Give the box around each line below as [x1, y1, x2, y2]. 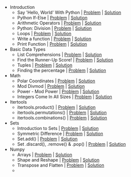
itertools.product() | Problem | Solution [17, 104, 96, 110]
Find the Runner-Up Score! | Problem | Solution [17, 57, 114, 62]
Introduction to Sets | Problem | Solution [17, 125, 99, 131]
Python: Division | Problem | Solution [17, 25, 92, 31]
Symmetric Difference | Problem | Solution [17, 131, 103, 136]
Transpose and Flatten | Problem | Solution [17, 162, 105, 168]
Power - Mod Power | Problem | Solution [17, 89, 100, 94]
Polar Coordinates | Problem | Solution [17, 78, 95, 84]
